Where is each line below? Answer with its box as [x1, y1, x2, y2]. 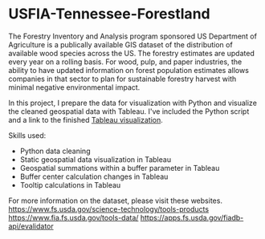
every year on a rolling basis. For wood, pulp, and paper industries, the [8, 57, 243, 67]
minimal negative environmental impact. [8, 82, 141, 92]
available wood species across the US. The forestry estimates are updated [8, 48, 255, 58]
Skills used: [8, 130, 47, 140]
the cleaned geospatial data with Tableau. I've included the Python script [8, 106, 250, 116]
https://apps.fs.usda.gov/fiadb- [140, 213, 244, 222]
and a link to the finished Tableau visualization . [8, 115, 163, 124]
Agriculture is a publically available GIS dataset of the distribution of [8, 39, 233, 49]
